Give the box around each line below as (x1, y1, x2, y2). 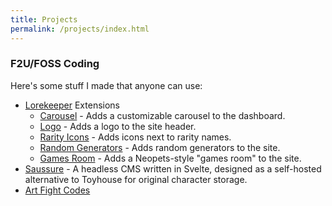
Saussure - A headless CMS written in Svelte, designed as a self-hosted (24, 162, 322, 175)
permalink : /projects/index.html (10, 24, 150, 34)
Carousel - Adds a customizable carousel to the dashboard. (39, 109, 286, 121)
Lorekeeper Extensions (24, 99, 120, 111)
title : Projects (10, 14, 78, 25)
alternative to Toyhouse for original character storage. (24, 173, 248, 185)
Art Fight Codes (24, 184, 91, 196)
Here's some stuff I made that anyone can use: (10, 79, 203, 91)
